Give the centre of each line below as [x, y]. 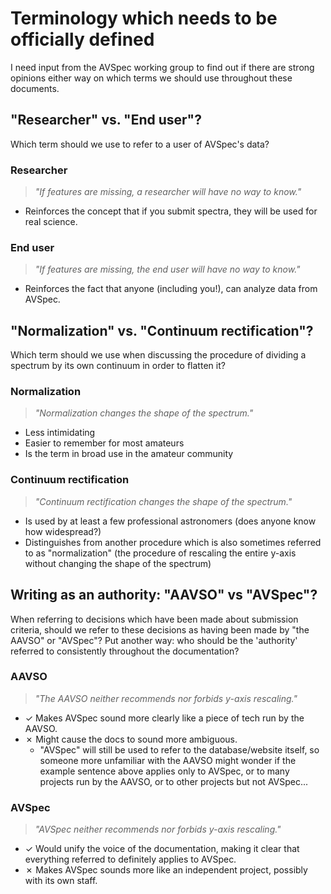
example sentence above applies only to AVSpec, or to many [164, 771]
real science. [51, 222]
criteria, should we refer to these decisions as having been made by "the [160, 629]
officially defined [82, 39]
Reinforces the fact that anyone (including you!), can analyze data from [171, 289]
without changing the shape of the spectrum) [118, 563]
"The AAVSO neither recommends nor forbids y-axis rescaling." [166, 698]
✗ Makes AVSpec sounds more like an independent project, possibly [166, 870]
